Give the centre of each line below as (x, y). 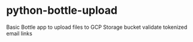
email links (19, 33)
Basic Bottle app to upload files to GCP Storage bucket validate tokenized (97, 27)
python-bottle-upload (62, 10)
